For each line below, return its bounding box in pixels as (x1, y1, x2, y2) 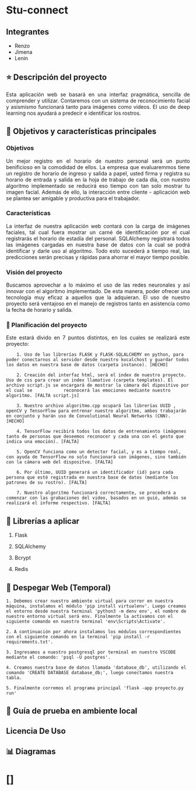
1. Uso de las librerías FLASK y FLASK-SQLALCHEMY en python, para (16, 352, 184, 357)
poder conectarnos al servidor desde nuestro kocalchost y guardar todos (6, 357, 190, 363)
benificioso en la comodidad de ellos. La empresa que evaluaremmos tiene (6, 163, 190, 170)
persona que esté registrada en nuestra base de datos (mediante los (6, 474, 179, 480)
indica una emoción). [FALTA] (6, 439, 80, 445)
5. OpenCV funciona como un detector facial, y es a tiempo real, (16, 449, 181, 455)
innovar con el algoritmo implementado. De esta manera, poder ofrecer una (6, 288, 190, 295)
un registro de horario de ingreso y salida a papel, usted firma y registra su (6, 170, 190, 177)
